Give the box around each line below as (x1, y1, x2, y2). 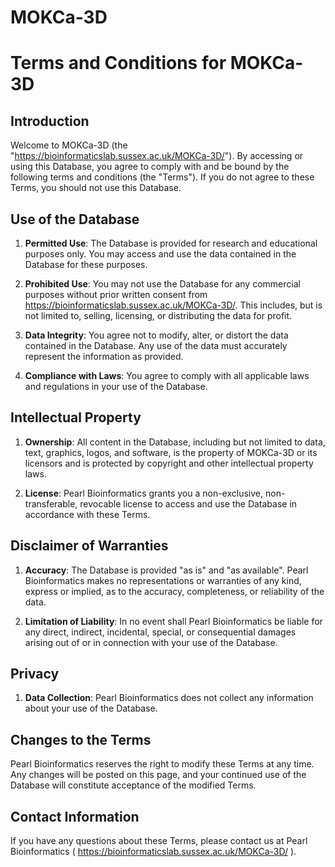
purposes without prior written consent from (24, 289, 208, 300)
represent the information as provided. (24, 351, 184, 362)
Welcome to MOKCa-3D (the (10, 139, 128, 151)
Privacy (10, 666, 60, 683)
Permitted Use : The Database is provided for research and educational (24, 237, 318, 249)
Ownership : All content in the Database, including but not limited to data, (24, 436, 326, 448)
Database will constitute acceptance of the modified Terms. (10, 779, 257, 791)
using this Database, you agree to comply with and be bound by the (10, 161, 290, 173)
